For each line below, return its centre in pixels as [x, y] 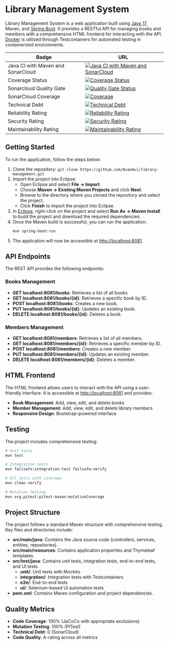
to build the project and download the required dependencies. [76, 216]
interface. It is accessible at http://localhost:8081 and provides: [88, 393]
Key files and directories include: [39, 530]
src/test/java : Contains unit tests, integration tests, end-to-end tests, [84, 561]
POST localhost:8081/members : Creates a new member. [72, 349]
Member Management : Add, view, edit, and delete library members [82, 408]
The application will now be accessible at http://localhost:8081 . [78, 241]
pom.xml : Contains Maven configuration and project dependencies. [83, 593]
